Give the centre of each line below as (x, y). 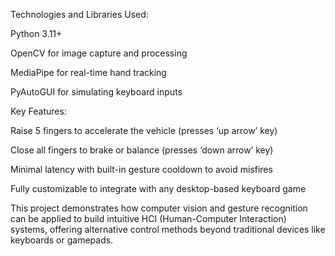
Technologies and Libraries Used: (79, 14)
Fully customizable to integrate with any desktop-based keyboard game (158, 188)
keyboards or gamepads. (62, 240)
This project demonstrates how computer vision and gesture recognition (159, 208)
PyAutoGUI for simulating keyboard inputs (96, 92)
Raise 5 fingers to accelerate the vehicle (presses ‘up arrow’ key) (144, 130)
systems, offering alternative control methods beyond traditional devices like (168, 229)
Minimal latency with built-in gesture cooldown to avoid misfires (141, 169)
